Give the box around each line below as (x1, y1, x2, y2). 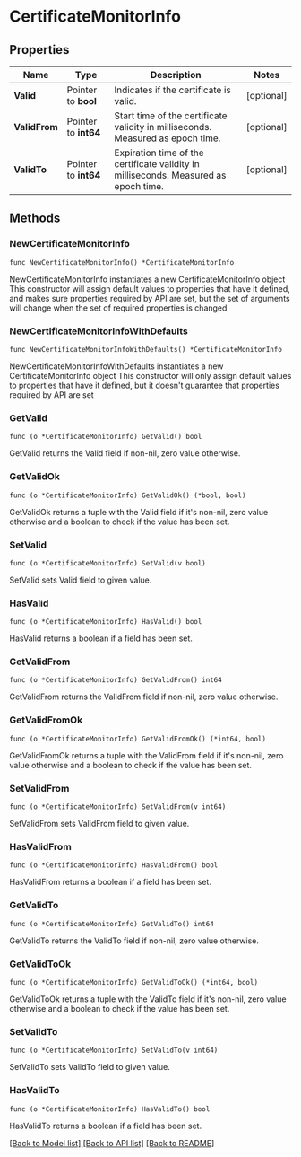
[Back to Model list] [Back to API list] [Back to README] (9, 1137, 215, 1148)
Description (150, 69, 202, 81)
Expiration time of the (114, 146, 204, 159)
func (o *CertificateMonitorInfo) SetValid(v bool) (9, 558, 206, 567)
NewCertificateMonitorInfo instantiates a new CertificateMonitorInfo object (9, 274, 286, 285)
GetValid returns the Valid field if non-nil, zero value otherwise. (9, 448, 241, 459)
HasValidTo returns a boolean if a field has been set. (9, 1120, 202, 1131)
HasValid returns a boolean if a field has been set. (9, 633, 193, 644)
